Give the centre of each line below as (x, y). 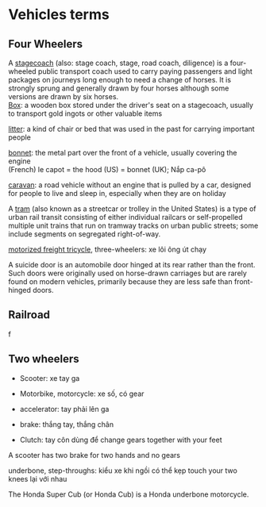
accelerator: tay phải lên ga (64, 409)
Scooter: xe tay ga (50, 378)
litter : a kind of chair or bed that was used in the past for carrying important (132, 129)
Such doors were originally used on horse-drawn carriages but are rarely (128, 273)
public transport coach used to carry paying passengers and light (145, 71)
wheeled (23, 71)
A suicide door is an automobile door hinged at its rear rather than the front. (132, 265)
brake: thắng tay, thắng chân (66, 424)
